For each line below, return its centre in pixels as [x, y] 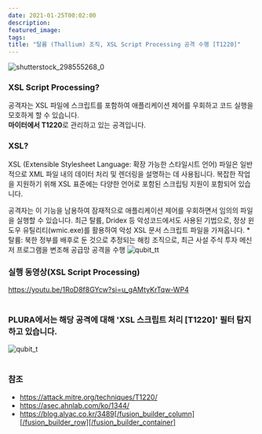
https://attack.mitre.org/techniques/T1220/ [89, 397]
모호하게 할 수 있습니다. [44, 116]
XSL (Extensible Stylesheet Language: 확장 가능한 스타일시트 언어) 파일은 [123, 164]
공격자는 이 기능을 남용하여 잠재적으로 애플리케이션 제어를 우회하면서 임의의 [124, 210]
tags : [17, 37]
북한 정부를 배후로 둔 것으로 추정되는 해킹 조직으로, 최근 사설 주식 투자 [131, 240]
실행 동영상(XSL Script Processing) [74, 272]
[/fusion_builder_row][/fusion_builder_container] [98, 422]
